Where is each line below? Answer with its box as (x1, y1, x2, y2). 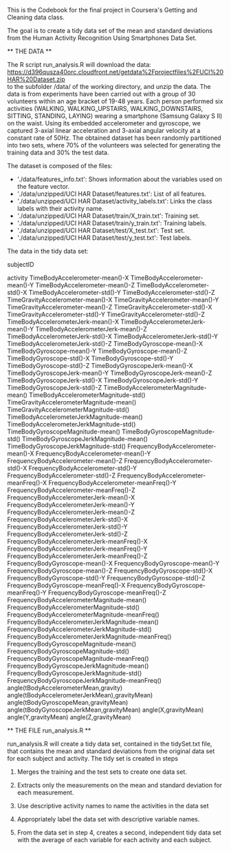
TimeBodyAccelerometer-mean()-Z (35, 281, 135, 289)
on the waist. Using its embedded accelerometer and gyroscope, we (7, 119, 201, 127)
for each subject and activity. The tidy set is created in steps (7, 755, 179, 762)
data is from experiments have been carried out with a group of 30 (7, 90, 196, 98)
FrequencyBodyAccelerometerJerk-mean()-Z (7, 508, 135, 516)
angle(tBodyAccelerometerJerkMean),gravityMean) (7, 691, 153, 699)
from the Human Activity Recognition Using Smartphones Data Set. (7, 34, 197, 42)
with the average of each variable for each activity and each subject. (16, 836, 212, 843)
